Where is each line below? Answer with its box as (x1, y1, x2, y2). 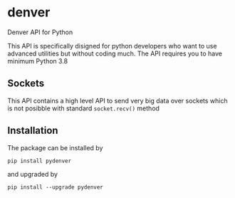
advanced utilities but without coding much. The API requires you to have (7, 49, 223, 58)
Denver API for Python (7, 28, 73, 36)
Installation (7, 125, 58, 137)
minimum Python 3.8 (7, 56, 68, 65)
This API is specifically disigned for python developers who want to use (7, 41, 217, 50)
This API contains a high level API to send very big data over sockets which (7, 96, 228, 105)
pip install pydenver (7, 157, 72, 165)
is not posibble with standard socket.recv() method (7, 104, 160, 113)
